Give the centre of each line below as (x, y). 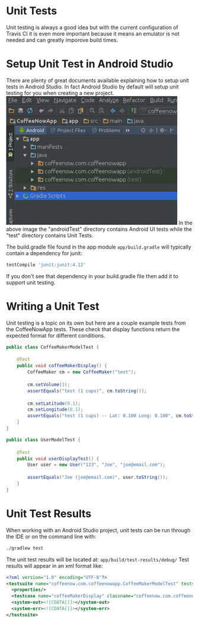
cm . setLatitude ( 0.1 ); (54, 403)
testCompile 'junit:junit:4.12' (46, 265)
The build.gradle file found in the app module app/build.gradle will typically (99, 247)
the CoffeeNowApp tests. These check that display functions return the (93, 329)
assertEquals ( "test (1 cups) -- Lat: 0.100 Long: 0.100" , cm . (106, 416)
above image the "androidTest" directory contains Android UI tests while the (99, 229)
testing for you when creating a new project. (60, 93)
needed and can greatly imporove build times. (62, 40)
